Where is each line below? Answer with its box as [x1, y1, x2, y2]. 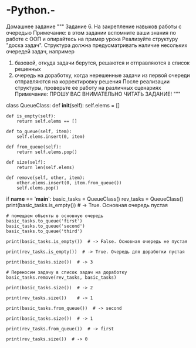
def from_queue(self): [6, 144, 62, 150]
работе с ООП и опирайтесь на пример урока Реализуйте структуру [6, 35, 178, 42]
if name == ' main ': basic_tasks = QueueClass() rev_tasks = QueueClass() [6, 195, 184, 202]
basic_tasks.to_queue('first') [6, 218, 83, 224]
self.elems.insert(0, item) [16, 133, 85, 140]
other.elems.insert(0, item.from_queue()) [16, 180, 122, 185]
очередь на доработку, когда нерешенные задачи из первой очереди [14, 72, 190, 79]
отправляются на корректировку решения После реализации [14, 77, 170, 85]
